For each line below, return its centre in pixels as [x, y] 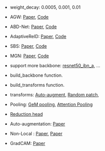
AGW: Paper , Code [29, 17]
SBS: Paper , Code [28, 46]
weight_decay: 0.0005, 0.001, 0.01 [45, 7]
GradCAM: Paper [27, 143]
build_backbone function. [36, 75]
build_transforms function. [37, 85]
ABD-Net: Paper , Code [33, 27]
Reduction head [26, 114]
